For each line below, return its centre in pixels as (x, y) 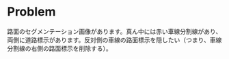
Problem (31, 12)
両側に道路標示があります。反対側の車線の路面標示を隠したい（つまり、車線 (114, 40)
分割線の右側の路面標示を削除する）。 (59, 48)
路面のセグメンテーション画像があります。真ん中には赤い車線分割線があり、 (114, 31)
